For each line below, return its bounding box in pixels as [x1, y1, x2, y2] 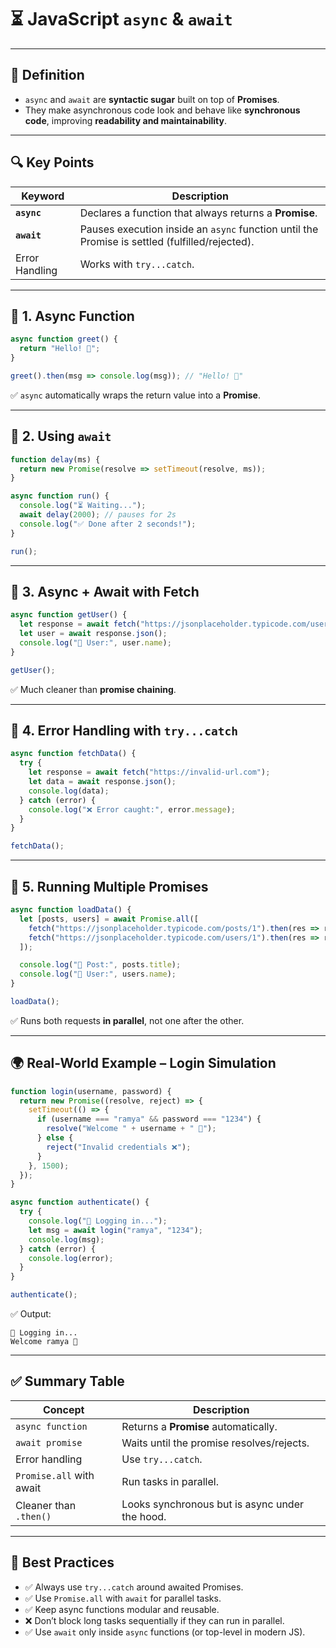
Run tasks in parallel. [121, 1474, 219, 1488]
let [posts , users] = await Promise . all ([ [19, 914, 199, 924]
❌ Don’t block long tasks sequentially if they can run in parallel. [24, 1614, 285, 1626]
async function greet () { [10, 334, 118, 345]
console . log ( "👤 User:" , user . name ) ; [19, 638, 172, 648]
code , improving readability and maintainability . [24, 114, 227, 126]
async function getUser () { [10, 610, 128, 620]
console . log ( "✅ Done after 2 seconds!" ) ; [19, 519, 197, 529]
